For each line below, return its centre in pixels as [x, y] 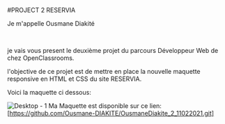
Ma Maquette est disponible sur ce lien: [105, 106]
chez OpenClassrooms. [41, 58]
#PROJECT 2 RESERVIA [41, 10]
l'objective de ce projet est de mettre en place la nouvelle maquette [104, 71]
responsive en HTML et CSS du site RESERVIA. [75, 79]
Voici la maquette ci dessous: [49, 92]
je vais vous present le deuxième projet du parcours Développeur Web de [113, 51]
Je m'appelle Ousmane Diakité [51, 23]
